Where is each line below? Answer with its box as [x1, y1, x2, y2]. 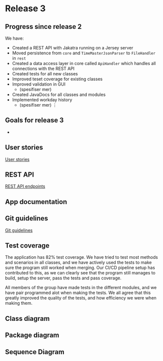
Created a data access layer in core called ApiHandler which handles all [12, 61, 156, 66]
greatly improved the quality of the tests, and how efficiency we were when [5, 295, 157, 301]
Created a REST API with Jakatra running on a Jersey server [12, 45, 133, 50]
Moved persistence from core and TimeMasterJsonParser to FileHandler [12, 50, 156, 56]
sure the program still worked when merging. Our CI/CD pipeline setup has [5, 265, 155, 271]
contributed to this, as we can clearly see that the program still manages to [5, 270, 156, 276]
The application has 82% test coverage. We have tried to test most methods [5, 254, 158, 260]
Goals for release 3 [5, 116, 64, 125]
